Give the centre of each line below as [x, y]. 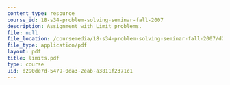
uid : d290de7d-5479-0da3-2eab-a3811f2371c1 [70, 71]
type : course [26, 64]
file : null [23, 33]
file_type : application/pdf [47, 45]
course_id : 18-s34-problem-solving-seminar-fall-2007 [86, 20]
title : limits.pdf [33, 58]
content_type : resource [41, 13]
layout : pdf [24, 52]
